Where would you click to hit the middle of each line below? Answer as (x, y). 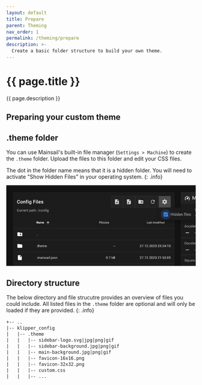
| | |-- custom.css (36, 371)
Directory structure (43, 283)
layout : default (26, 13)
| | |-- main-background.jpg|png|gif (59, 352)
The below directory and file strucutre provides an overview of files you (95, 297)
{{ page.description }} (33, 98)
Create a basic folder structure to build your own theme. (87, 51)
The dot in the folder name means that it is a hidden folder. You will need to (99, 170)
